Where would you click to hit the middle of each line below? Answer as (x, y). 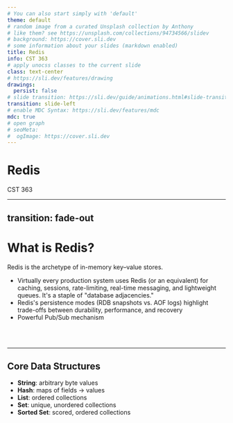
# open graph (26, 123)
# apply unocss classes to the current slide (74, 65)
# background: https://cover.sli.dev (62, 40)
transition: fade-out (51, 218)
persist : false (35, 91)
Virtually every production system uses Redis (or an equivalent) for (113, 280)
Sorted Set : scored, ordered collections (74, 413)
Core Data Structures (54, 366)
